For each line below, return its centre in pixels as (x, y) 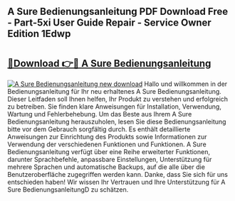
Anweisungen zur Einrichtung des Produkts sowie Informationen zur (107, 137)
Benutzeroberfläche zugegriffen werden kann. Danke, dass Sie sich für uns (117, 174)
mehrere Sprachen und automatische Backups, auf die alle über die (106, 167)
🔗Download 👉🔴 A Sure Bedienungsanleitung (109, 63)
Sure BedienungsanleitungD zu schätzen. (68, 190)
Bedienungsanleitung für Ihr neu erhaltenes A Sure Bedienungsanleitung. (115, 91)
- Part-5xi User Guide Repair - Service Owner (109, 23)
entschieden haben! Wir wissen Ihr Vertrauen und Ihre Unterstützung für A (116, 182)
